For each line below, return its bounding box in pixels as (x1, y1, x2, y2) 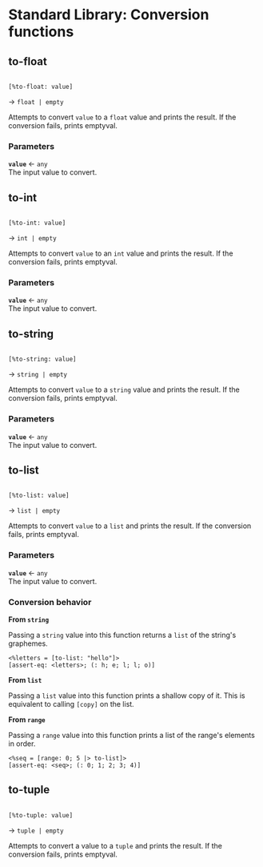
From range (8, 715, 46, 724)
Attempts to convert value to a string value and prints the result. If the (8, 385, 240, 394)
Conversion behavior (8, 596, 92, 607)
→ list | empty (8, 506, 61, 515)
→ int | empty (8, 233, 58, 243)
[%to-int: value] (8, 219, 66, 228)
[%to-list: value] (8, 491, 70, 500)
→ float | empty (8, 97, 64, 106)
